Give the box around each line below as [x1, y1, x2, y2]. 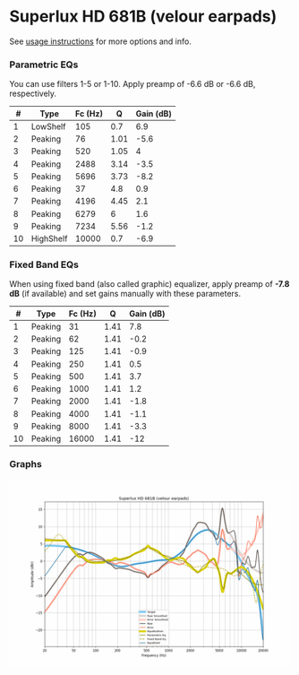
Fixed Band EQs [9, 258, 79, 271]
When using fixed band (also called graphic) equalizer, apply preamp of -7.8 [9, 279, 290, 290]
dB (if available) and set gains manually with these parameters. [9, 289, 242, 299]
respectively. [9, 88, 56, 100]
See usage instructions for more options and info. [9, 36, 192, 47]
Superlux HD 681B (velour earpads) [9, 6, 278, 27]
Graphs [9, 458, 42, 471]
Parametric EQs [9, 58, 79, 71]
